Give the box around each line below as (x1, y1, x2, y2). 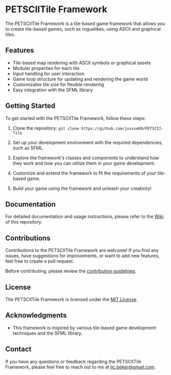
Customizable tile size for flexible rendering (12, 81, 105, 87)
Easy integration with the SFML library (12, 87, 93, 93)
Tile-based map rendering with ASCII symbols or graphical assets (12, 60, 151, 66)
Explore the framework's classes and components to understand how (12, 155, 159, 161)
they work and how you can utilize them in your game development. (12, 160, 156, 166)
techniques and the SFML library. (12, 330, 83, 336)
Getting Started (5, 102, 56, 110)
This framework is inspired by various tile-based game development (12, 324, 157, 331)
